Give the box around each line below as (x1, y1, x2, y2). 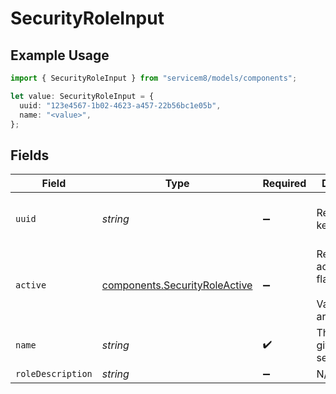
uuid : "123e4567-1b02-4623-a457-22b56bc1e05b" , (19, 100, 222, 111)
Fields (10, 147, 50, 164)
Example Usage (10, 47, 110, 64)
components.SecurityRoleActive (101, 278, 253, 292)
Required (262, 177, 307, 191)
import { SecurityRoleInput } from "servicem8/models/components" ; (10, 73, 298, 83)
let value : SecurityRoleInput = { (10, 91, 155, 101)
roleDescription (15, 368, 93, 380)
